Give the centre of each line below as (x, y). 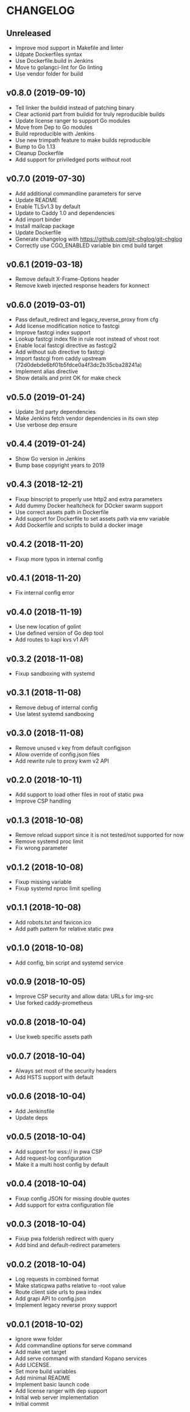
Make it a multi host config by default (62, 1164)
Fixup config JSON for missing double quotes (72, 1198)
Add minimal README (43, 1378)
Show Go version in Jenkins (50, 458)
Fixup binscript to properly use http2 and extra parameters (89, 499)
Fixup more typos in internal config (59, 559)
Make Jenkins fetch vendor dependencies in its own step (87, 418)
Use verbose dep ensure (46, 425)
